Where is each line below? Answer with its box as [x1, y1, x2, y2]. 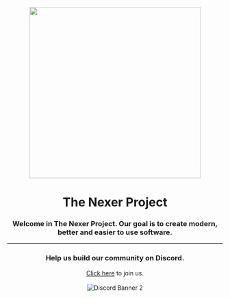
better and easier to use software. [57, 227, 173, 237]
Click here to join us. [86, 269, 144, 277]
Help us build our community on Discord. [45, 253, 185, 263]
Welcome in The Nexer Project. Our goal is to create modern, [12, 219, 218, 229]
